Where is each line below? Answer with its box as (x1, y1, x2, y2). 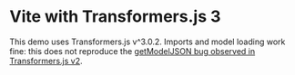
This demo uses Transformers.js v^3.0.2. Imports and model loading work (9, 36, 286, 47)
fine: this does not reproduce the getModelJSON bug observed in (9, 45, 256, 56)
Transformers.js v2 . (9, 55, 83, 66)
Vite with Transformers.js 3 (9, 6, 221, 27)
